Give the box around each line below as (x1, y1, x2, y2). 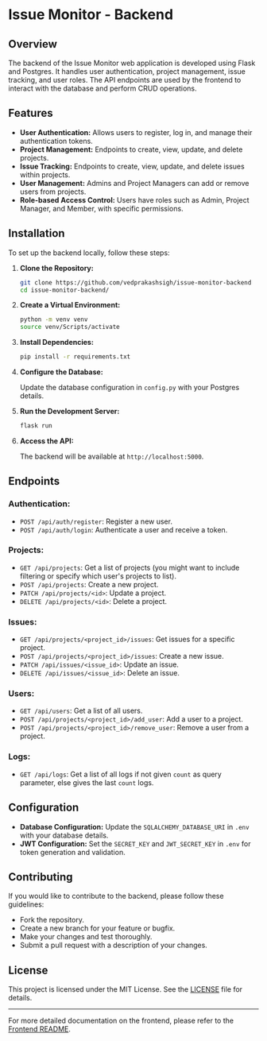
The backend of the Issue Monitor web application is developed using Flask (8, 58, 256, 68)
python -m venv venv (19, 315, 88, 323)
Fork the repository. (19, 915, 85, 925)
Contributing (8, 870, 73, 884)
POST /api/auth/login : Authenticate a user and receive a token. (19, 524, 228, 534)
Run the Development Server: (19, 407, 120, 416)
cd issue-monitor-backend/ (19, 286, 110, 294)
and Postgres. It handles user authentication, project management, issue (8, 67, 246, 76)
